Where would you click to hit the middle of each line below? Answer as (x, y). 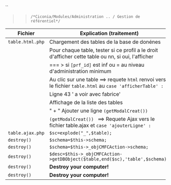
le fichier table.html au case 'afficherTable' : (106, 86)
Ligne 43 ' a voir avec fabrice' (85, 94)
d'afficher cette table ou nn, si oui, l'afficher (101, 57)
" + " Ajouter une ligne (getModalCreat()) (98, 111)
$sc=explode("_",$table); (80, 133)
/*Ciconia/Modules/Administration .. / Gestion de (85, 17)
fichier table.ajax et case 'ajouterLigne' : (100, 125)
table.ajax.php (26, 133)
